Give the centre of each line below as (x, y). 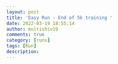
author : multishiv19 (33, 29)
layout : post (23, 12)
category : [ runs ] (28, 40)
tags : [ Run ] (21, 46)
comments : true (26, 35)
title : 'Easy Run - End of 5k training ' (60, 18)
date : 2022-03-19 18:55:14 (40, 23)
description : (23, 52)
